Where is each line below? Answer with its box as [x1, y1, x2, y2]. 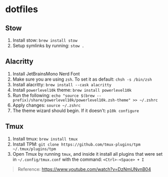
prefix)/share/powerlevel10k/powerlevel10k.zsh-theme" [12, 97, 131, 102]
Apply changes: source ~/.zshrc [12, 102, 81, 108]
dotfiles [5, 4, 38, 15]
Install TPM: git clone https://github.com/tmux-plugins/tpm [12, 141, 141, 147]
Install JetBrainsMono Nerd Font [12, 70, 80, 77]
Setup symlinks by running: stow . [12, 43, 85, 49]
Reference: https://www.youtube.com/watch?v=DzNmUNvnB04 [17, 166, 151, 172]
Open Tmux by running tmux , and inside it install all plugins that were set [12, 151, 163, 157]
